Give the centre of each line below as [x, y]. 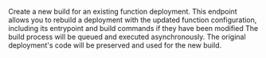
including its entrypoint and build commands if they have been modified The [133, 28]
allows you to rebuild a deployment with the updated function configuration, [133, 20]
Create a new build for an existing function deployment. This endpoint [123, 12]
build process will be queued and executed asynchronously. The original [127, 37]
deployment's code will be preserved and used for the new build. [115, 45]
